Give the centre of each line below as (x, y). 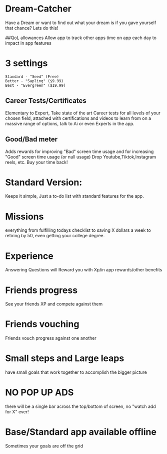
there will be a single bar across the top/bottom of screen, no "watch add (80, 406)
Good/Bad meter (31, 139)
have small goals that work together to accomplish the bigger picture (76, 372)
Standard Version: (44, 182)
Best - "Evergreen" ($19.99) (35, 85)
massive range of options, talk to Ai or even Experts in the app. (70, 123)
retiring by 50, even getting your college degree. (55, 236)
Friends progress (41, 290)
